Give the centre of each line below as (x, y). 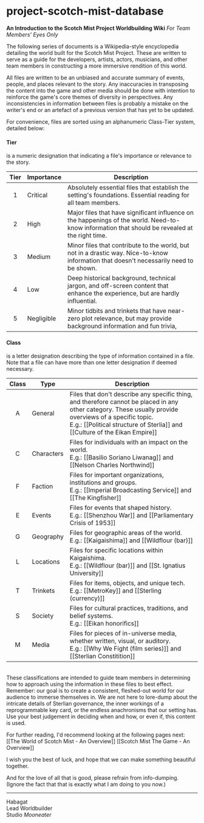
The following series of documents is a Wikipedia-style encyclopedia (93, 46)
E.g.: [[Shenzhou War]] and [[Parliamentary (131, 515)
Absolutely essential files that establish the (128, 188)
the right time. (87, 236)
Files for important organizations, (117, 475)
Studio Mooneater (29, 815)
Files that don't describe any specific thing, (131, 394)
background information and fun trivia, (122, 326)
